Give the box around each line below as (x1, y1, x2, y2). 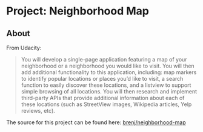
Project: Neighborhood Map (6, 4, 150, 18)
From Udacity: (6, 44, 42, 51)
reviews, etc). (21, 107, 56, 114)
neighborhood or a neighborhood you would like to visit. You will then (21, 62, 195, 69)
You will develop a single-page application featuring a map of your (21, 56, 187, 63)
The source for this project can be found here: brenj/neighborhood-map (6, 119, 186, 126)
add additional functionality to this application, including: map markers (21, 69, 197, 76)
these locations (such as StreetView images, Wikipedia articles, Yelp (21, 101, 192, 108)
